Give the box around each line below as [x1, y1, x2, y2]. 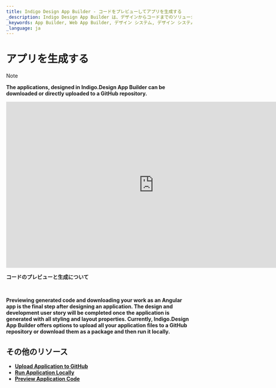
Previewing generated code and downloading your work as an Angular [6, 296, 182, 304]
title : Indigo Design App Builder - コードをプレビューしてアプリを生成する [6, 8, 182, 15]
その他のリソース [6, 347, 68, 357]
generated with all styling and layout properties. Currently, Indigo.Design [6, 315, 189, 322]
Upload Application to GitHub [14, 363, 88, 370]
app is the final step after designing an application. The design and [6, 303, 173, 310]
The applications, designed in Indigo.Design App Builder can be [6, 84, 166, 91]
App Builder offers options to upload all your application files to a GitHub [6, 322, 188, 329]
